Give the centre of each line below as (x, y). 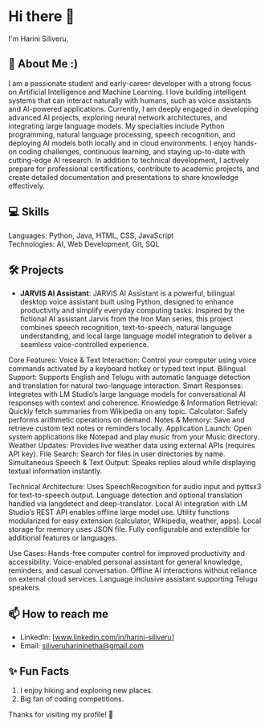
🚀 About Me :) (43, 64)
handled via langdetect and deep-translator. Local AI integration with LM (128, 504)
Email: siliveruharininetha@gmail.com (82, 646)
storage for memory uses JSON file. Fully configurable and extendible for (129, 529)
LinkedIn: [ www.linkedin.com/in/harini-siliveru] (97, 637)
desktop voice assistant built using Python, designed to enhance (127, 302)
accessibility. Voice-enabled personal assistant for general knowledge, (125, 562)
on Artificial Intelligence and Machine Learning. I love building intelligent (127, 92)
